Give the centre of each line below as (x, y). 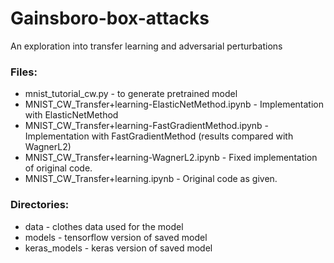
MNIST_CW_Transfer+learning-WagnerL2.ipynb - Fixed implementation (171, 158)
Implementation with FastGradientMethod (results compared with (159, 136)
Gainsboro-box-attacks (110, 18)
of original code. (58, 168)
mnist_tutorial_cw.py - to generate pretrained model (131, 94)
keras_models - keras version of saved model (118, 248)
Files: (24, 72)
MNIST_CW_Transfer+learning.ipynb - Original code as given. (151, 179)
